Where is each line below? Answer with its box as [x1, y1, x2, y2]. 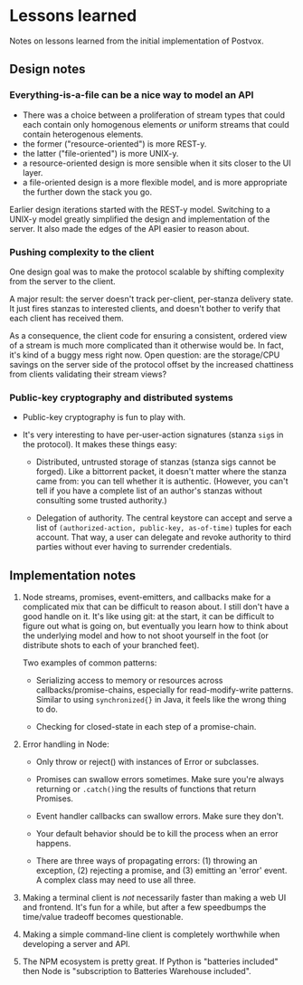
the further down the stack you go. [22, 186, 153, 197]
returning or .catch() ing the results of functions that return [35, 784, 257, 795]
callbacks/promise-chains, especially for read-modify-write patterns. [35, 684, 294, 695]
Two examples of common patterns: [22, 657, 157, 668]
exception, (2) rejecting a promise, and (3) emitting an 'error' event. [35, 865, 288, 876]
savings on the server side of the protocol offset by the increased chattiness [9, 359, 294, 369]
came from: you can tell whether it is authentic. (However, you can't [35, 476, 289, 487]
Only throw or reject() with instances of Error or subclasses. [35, 757, 260, 768]
